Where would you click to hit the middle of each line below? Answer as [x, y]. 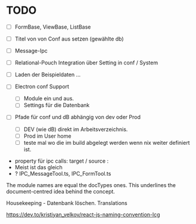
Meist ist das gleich [38, 167]
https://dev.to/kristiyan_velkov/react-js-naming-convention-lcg [83, 214]
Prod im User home [47, 136]
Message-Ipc [31, 51]
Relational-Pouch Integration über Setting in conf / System [86, 63]
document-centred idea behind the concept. [60, 191]
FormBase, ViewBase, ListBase [53, 27]
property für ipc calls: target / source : [62, 161]
